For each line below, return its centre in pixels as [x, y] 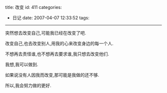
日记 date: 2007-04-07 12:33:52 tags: [51, 18]
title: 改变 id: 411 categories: [34, 7]
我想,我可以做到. [22, 64]
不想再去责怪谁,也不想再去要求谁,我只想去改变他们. [57, 54]
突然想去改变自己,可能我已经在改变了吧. [46, 33]
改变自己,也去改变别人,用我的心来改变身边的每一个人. [59, 43]
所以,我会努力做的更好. [28, 85]
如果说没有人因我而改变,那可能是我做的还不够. [52, 75]
